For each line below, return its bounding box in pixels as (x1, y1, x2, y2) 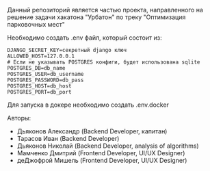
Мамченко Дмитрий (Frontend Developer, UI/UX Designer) (16, 149, 185, 157)
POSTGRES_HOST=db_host (7, 83, 72, 90)
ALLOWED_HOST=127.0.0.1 (7, 53, 75, 60)
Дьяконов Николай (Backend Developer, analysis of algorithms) (16, 142, 200, 150)
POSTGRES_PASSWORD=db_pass (7, 77, 84, 83)
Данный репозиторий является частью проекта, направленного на (7, 6, 204, 14)
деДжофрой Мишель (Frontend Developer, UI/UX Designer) (16, 157, 187, 164)
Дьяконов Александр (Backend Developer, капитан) (16, 127, 168, 135)
